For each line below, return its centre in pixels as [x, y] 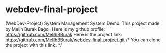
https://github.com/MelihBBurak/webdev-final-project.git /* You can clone [83, 40]
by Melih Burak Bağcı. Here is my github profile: [55, 29]
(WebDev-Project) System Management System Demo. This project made [82, 23]
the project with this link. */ [34, 45]
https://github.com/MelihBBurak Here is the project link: [64, 34]
